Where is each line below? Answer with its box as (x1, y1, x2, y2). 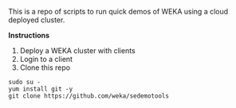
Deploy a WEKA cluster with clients (19, 46, 136, 55)
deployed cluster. (8, 15, 65, 25)
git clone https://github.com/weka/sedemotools (8, 92, 170, 100)
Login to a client (19, 55, 73, 64)
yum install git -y (8, 85, 73, 93)
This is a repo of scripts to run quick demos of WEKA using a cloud (8, 7, 229, 16)
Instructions (8, 31, 50, 40)
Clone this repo (19, 63, 70, 72)
